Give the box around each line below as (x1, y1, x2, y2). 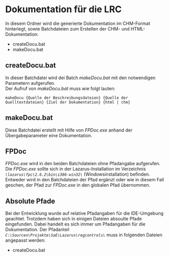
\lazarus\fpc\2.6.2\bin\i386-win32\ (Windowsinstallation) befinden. (5, 171, 150, 177)
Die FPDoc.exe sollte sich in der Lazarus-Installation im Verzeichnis (5, 166, 146, 172)
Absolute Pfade (5, 197, 55, 205)
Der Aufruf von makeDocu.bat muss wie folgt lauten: (5, 85, 116, 91)
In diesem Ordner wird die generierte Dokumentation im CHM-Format (5, 20, 151, 26)
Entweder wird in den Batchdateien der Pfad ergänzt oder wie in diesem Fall (5, 177, 164, 183)
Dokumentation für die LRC (5, 4, 122, 15)
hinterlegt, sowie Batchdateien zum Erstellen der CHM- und (5, 25, 130, 31)
